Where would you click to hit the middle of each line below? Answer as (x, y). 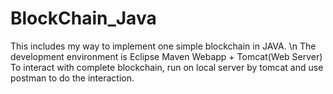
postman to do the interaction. (72, 78)
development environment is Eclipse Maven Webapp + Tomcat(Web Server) (166, 56)
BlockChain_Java (83, 18)
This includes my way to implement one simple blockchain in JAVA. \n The (163, 46)
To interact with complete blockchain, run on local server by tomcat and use (167, 67)
